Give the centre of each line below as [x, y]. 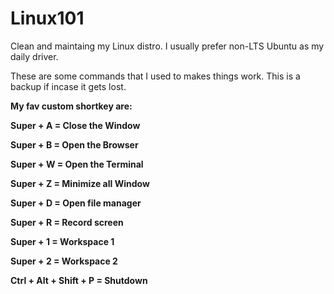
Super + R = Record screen [67, 222]
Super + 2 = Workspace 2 [64, 261]
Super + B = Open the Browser [74, 144]
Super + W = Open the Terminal [77, 164]
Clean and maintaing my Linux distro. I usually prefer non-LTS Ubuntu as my [167, 46]
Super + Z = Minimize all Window [80, 183]
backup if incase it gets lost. [68, 86]
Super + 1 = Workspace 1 [62, 241]
